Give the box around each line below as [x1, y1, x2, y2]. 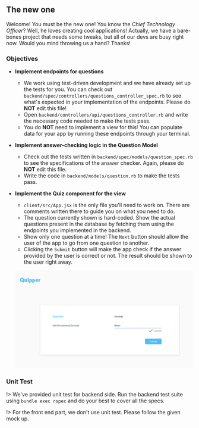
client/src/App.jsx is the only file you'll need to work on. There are [23, 202, 190, 209]
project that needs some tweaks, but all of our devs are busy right [23, 33, 184, 40]
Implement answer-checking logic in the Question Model [14, 142, 159, 149]
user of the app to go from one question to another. [23, 239, 150, 246]
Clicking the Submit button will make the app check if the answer [23, 246, 182, 253]
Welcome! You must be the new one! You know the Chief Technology [6, 20, 175, 27]
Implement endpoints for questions [14, 68, 104, 75]
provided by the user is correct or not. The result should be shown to [23, 252, 192, 260]
